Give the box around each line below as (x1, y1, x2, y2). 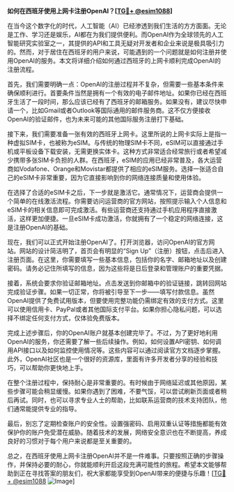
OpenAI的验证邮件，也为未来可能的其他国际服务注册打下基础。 (7, 115, 188, 123)
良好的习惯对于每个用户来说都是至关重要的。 (7, 437, 136, 445)
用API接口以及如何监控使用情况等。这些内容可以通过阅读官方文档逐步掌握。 (7, 346, 225, 355)
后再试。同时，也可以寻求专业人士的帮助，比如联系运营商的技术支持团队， (7, 396, 221, 404)
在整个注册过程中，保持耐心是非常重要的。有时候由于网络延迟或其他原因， (7, 378, 221, 387)
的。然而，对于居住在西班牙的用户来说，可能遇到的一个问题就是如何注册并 (7, 48, 221, 56)
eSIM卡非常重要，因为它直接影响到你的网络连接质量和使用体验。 (19, 174, 205, 181)
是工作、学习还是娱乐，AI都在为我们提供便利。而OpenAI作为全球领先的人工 (7, 31, 224, 38)
